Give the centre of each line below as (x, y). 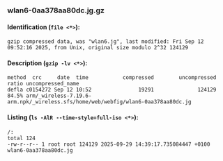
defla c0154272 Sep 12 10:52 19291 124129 (112, 90)
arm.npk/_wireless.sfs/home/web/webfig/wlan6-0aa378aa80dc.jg (99, 102)
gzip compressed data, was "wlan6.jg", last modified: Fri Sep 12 (106, 42)
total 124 (22, 138)
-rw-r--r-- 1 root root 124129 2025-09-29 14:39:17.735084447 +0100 (109, 144)
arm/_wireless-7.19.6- (59, 96)
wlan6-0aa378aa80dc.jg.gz (56, 10)
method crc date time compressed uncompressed (112, 78)
